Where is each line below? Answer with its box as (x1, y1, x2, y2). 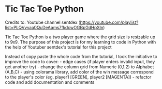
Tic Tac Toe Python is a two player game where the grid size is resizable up (5, 34, 156, 40)
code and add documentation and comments (5, 79, 95, 85)
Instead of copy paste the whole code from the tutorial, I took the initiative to (5, 53, 158, 59)
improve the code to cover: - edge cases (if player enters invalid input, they (5, 59, 155, 64)
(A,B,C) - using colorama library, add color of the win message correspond (5, 69, 154, 74)
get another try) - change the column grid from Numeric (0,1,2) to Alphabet (5, 64, 154, 70)
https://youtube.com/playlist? (80, 19, 139, 25)
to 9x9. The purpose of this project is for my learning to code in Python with (5, 39, 156, 44)
